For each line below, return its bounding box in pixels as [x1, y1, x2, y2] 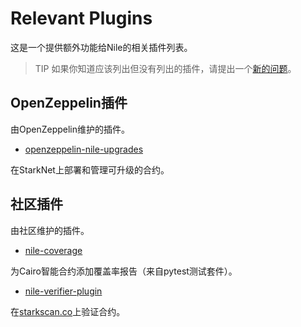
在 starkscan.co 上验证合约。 [10, 305, 126, 317]
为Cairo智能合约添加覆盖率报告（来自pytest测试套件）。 [10, 265, 238, 277]
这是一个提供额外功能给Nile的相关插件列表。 [10, 41, 193, 53]
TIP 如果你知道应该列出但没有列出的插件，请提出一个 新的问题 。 [34, 62, 297, 74]
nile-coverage [24, 244, 83, 256]
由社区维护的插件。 [10, 224, 90, 236]
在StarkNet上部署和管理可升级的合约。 [10, 163, 170, 176]
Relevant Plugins [10, 7, 153, 30]
